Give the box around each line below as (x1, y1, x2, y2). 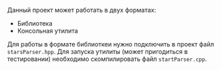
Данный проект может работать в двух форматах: (7, 6, 157, 14)
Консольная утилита (17, 27, 78, 35)
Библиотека (17, 19, 53, 27)
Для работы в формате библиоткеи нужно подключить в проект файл (7, 40, 215, 48)
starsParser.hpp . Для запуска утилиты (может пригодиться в (7, 48, 188, 55)
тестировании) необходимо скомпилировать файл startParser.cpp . (7, 55, 207, 63)
